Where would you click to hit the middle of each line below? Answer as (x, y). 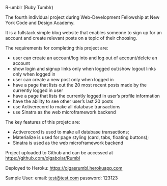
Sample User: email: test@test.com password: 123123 (62, 178)
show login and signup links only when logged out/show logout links (84, 69)
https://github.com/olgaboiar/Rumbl (43, 158)
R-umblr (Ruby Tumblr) (29, 7)
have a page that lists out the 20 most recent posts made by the (79, 85)
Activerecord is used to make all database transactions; (71, 132)
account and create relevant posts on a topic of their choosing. (71, 38)
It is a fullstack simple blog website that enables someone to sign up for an (83, 32)
